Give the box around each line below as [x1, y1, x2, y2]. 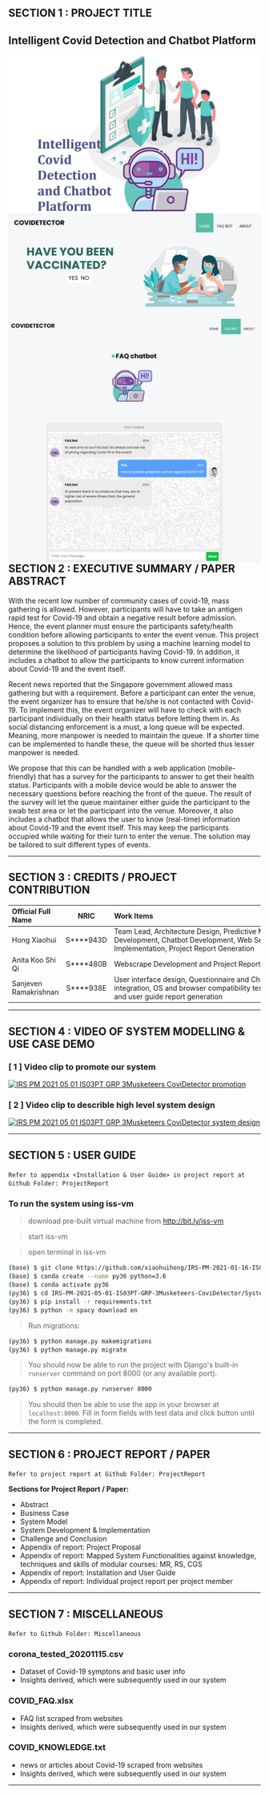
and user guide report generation [114, 992, 223, 1001]
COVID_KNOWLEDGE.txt [8, 1742, 106, 1753]
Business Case [19, 1509, 70, 1518]
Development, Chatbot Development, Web [114, 935, 253, 945]
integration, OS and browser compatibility [114, 983, 251, 992]
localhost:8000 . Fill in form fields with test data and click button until [27, 1408, 255, 1418]
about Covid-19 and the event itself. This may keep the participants [8, 822, 230, 832]
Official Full [11, 907, 51, 916]
